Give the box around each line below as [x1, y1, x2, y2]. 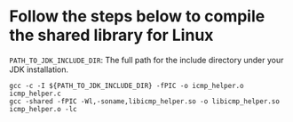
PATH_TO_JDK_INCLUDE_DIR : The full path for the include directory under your [9, 54, 284, 65]
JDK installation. [9, 64, 69, 75]
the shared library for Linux [9, 25, 214, 45]
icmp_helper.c [9, 89, 62, 98]
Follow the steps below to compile [9, 6, 265, 27]
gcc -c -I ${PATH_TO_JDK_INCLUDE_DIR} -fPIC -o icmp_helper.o [9, 81, 244, 90]
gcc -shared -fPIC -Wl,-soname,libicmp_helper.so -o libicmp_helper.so [9, 96, 280, 106]
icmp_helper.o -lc [9, 104, 77, 113]
